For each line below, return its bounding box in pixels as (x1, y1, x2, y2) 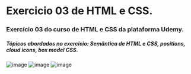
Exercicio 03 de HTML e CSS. (6, 4, 153, 18)
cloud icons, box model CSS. (6, 46, 78, 53)
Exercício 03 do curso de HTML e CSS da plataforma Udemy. (6, 25, 184, 34)
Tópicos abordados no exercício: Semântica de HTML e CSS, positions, (6, 40, 186, 47)
